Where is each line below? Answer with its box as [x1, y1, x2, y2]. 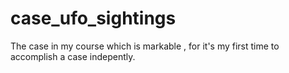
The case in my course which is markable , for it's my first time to [10, 40, 280, 52]
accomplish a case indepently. [10, 50, 136, 62]
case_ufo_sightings [10, 7, 177, 30]
